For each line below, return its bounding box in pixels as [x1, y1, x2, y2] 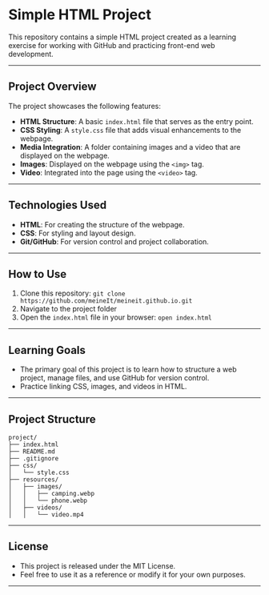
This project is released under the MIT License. [19, 561, 176, 570]
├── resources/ [8, 476, 59, 484]
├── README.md [8, 448, 56, 456]
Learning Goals [8, 343, 86, 357]
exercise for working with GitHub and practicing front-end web [8, 40, 215, 50]
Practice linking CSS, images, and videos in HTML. [19, 382, 187, 392]
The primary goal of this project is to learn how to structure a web [19, 364, 238, 374]
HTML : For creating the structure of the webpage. [19, 219, 186, 229]
